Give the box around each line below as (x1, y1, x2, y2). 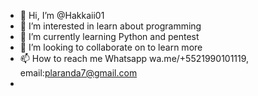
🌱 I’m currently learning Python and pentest (19, 31, 200, 42)
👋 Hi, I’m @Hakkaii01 (19, 10, 105, 21)
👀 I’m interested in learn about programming (19, 20, 202, 32)
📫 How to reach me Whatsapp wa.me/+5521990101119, (19, 53, 250, 64)
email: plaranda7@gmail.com (19, 67, 138, 79)
